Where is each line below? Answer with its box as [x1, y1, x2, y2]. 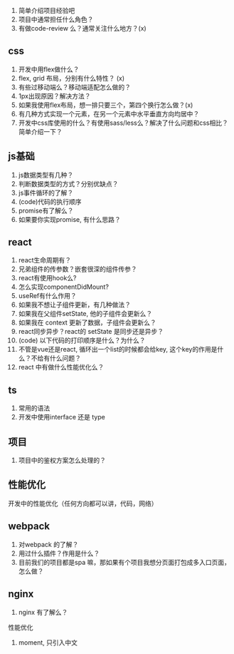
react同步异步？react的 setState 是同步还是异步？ [18, 327, 164, 336]
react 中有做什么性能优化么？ [18, 363, 105, 372]
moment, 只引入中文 [18, 638, 78, 647]
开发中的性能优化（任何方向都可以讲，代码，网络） [8, 499, 158, 508]
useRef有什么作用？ [18, 292, 77, 300]
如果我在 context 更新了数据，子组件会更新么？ [18, 318, 157, 327]
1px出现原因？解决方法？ [18, 91, 91, 100]
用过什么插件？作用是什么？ [18, 548, 100, 558]
